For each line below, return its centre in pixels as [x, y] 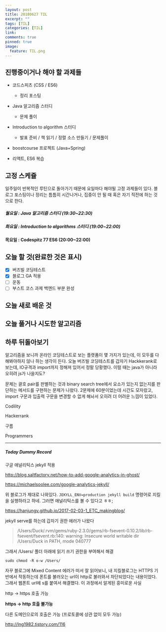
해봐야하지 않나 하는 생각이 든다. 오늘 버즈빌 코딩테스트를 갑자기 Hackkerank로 [81, 361]
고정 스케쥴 [21, 176]
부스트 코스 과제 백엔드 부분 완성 [43, 288]
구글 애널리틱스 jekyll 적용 [30, 465]
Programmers [19, 436]
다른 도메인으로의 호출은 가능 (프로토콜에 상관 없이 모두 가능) [63, 614]
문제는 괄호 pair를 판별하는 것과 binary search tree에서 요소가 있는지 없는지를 [80, 384]
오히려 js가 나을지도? [25, 374]
